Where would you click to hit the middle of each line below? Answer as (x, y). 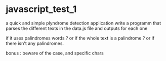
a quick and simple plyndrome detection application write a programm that (84, 23)
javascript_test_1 (41, 9)
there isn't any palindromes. (35, 43)
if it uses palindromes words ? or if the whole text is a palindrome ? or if (80, 38)
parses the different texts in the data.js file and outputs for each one (77, 28)
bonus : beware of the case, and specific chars (55, 53)
